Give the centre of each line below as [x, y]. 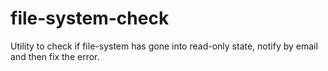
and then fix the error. [55, 56]
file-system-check [90, 18]
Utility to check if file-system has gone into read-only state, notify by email [164, 46]
